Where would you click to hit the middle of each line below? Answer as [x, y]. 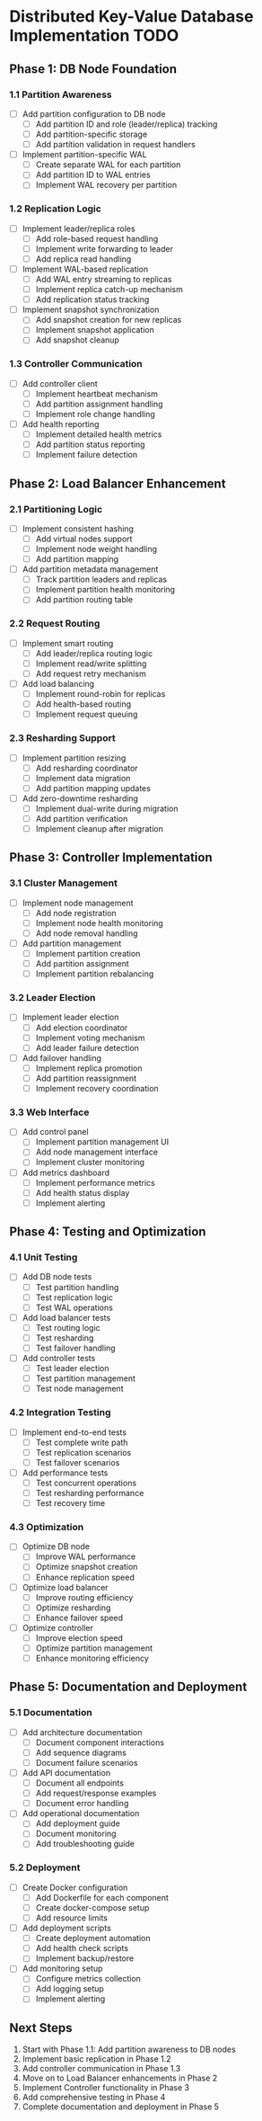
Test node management [79, 1389]
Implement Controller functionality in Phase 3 [106, 2088]
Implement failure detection [86, 455]
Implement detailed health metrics [99, 434]
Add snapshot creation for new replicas [109, 320]
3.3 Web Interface [49, 1112]
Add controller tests [59, 1358]
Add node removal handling [87, 933]
